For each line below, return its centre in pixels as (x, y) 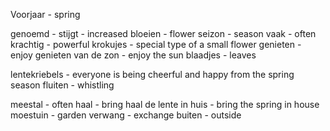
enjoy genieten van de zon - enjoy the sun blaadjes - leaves (133, 55)
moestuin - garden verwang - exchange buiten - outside (126, 115)
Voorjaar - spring (45, 14)
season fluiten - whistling (62, 85)
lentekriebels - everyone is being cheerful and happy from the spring (152, 74)
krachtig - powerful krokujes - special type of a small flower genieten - (156, 44)
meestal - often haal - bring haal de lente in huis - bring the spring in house (165, 104)
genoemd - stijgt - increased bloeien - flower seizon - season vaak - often (163, 33)
